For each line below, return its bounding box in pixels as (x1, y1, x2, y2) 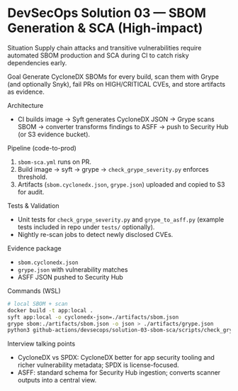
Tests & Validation (7, 201, 59, 210)
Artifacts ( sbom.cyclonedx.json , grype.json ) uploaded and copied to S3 (17, 180, 225, 189)
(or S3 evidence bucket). (17, 130, 91, 138)
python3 (7, 326, 30, 334)
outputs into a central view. (17, 376, 97, 385)
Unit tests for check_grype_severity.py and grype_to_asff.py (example (17, 215, 225, 224)
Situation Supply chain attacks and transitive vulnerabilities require (7, 43, 202, 52)
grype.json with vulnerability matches (17, 265, 128, 274)
